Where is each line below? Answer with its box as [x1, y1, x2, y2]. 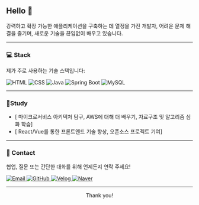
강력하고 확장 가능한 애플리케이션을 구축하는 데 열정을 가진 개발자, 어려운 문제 [6, 22, 185, 30]
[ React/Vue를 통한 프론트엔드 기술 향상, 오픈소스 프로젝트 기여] [14, 128, 163, 135]
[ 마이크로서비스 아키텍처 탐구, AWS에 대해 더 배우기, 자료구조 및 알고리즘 [14, 113, 185, 121]
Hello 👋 [6, 6, 33, 16]
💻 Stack [6, 51, 31, 59]
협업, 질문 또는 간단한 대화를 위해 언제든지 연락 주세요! [6, 163, 131, 170]
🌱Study [6, 99, 28, 108]
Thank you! [85, 191, 114, 199]
